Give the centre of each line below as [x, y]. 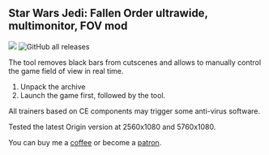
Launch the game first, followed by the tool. [93, 95]
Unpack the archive [53, 86]
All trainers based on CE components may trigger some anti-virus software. [134, 111]
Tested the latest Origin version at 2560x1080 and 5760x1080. [112, 127]
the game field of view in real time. [66, 71]
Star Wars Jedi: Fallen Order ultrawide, [108, 13]
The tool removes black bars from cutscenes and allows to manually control [135, 62]
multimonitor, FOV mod [68, 26]
